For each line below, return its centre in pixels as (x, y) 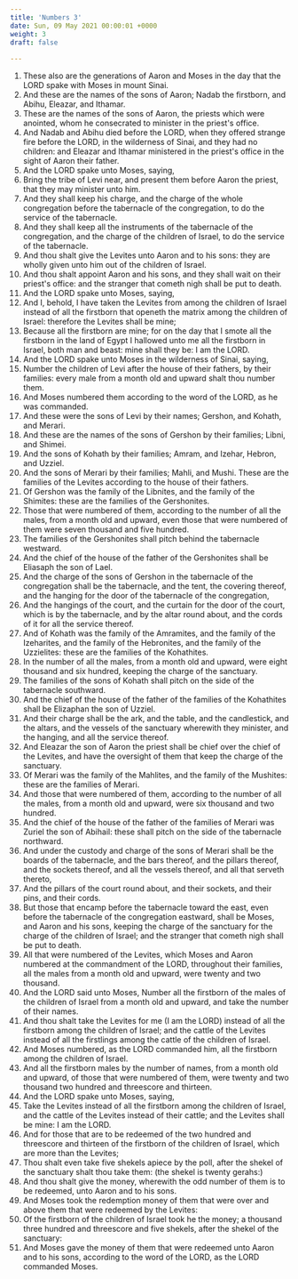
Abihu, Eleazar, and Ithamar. (74, 104)
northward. (43, 841)
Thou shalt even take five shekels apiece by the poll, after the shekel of (153, 1162)
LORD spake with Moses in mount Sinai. (96, 85)
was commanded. (55, 406)
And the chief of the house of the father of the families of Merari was (149, 823)
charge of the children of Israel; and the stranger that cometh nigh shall (153, 936)
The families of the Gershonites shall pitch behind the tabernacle (141, 539)
